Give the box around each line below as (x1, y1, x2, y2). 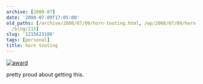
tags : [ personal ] (6, 37, 50, 43)
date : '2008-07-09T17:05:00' (6, 15, 80, 21)
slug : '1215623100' (6, 31, 56, 37)
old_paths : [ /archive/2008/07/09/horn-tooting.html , (6, 20, 142, 26)
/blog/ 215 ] (11, 25, 39, 32)
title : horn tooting (6, 43, 59, 49)
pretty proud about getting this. (6, 71, 85, 78)
